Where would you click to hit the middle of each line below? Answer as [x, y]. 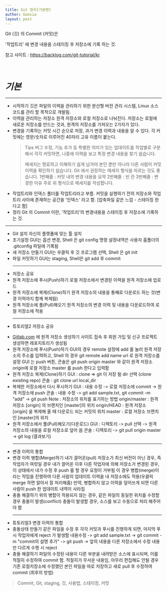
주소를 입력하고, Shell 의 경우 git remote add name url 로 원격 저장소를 [91, 356]
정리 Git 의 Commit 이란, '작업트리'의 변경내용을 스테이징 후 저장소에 [79, 212]
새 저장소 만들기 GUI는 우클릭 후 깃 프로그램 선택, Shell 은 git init [75, 252]
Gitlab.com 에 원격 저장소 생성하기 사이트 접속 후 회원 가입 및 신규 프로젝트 [85, 337]
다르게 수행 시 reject [38, 548]
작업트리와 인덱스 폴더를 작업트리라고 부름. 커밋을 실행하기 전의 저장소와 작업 [87, 194]
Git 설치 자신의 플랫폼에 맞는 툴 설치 [47, 234]
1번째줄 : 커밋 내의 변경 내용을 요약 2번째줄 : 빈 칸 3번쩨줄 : [96, 177]
